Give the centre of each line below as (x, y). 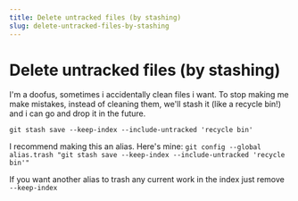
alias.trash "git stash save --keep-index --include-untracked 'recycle (147, 155)
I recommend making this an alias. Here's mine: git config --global (135, 147)
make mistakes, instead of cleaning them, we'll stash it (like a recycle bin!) (145, 105)
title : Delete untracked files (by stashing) (95, 17)
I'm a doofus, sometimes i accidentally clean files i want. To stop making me (149, 95)
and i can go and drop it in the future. (78, 113)
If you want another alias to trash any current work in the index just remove (147, 180)
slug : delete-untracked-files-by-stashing (89, 26)
